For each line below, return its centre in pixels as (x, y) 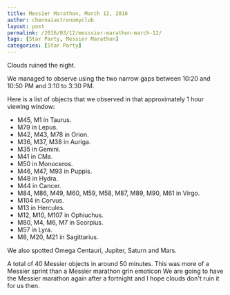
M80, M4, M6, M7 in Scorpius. (60, 222)
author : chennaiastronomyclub (51, 20)
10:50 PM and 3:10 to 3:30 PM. (51, 86)
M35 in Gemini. (39, 149)
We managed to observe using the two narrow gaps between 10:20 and (109, 79)
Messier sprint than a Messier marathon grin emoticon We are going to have (115, 271)
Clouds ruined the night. (41, 65)
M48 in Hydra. (38, 179)
